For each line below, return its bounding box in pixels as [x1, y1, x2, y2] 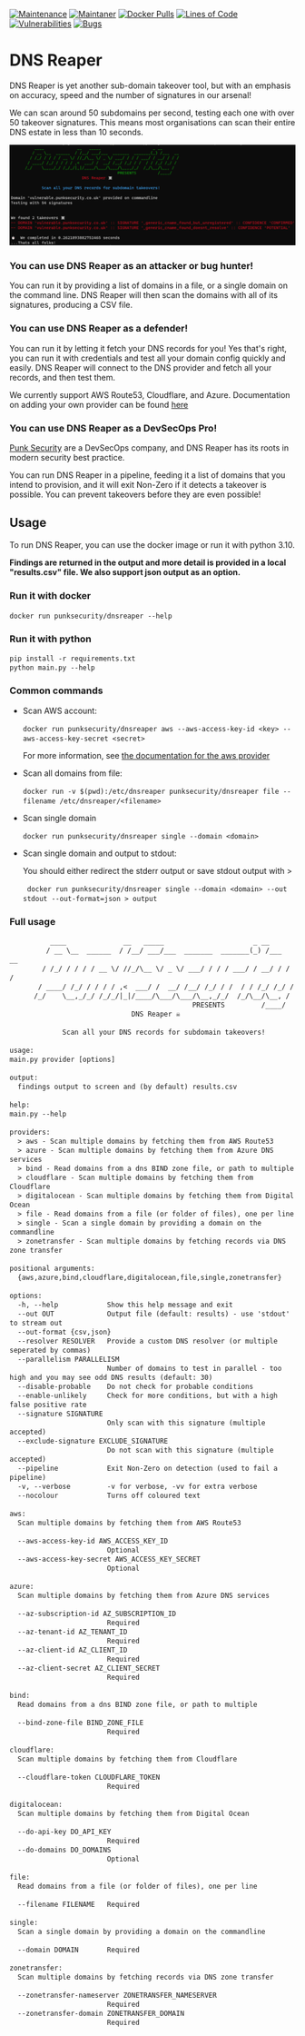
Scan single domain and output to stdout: [22, 848, 177, 859]
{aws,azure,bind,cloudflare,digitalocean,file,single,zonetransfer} [17, 1273, 282, 1283]
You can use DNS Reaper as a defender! [9, 323, 189, 335]
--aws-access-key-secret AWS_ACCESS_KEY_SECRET [17, 1554, 202, 1564]
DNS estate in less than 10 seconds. [9, 126, 143, 137]
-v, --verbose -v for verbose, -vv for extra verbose [17, 1482, 258, 1492]
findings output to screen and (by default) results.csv [17, 1082, 238, 1092]
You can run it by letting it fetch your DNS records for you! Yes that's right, [9, 343, 288, 353]
